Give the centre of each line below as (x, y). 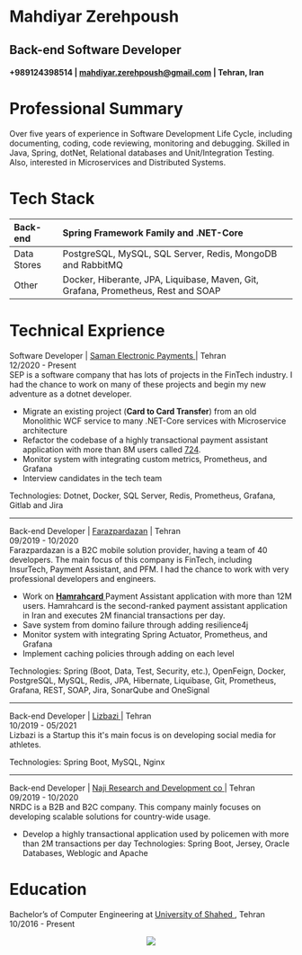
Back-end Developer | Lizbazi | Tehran (80, 716)
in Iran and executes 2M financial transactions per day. (124, 615)
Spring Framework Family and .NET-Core (153, 233)
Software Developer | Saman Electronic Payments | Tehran (118, 355)
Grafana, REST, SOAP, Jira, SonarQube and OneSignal (109, 690)
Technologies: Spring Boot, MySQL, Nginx (87, 762)
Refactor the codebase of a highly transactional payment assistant (145, 440)
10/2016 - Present (42, 924)
